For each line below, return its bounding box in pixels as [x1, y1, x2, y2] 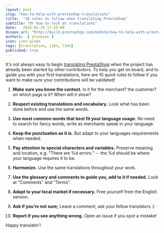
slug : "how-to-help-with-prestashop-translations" [5, 12, 110, 17]
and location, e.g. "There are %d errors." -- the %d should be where [12, 150, 150, 156]
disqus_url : [5, 30, 30, 35]
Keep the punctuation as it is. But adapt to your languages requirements [12, 130, 159, 136]
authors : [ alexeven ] [5, 35, 54, 39]
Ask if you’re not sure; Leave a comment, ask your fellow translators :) [12, 203, 155, 209]
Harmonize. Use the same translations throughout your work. [12, 164, 136, 171]
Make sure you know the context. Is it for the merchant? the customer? [12, 86, 157, 92]
